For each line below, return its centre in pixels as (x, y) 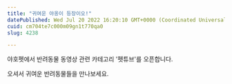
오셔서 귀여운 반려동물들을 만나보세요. (58, 74)
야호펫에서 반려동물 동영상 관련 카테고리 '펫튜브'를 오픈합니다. (90, 59)
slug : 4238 (23, 33)
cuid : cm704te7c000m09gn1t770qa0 (55, 26)
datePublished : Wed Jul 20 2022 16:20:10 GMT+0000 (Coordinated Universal (117, 20)
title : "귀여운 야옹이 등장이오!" (49, 13)
